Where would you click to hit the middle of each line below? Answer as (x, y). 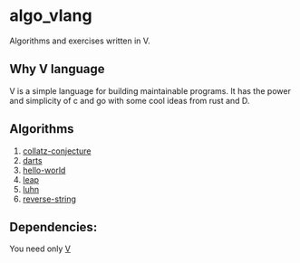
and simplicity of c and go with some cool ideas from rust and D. (130, 100)
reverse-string (49, 199)
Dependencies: (53, 227)
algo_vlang (51, 16)
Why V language (58, 69)
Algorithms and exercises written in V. (80, 41)
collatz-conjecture (57, 151)
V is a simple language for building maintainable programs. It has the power (150, 90)
